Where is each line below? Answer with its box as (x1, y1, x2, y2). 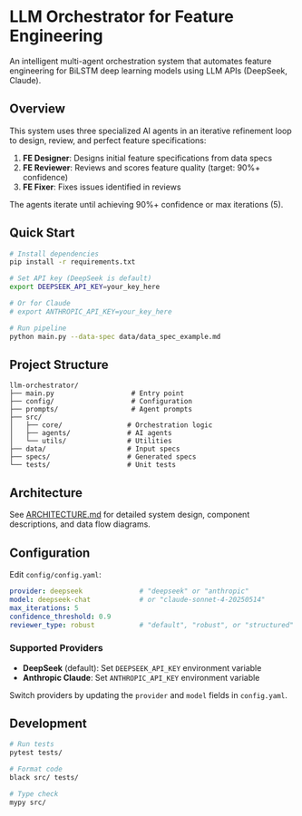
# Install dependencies (9, 249, 100, 258)
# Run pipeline (9, 324, 67, 333)
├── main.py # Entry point (9, 389, 184, 398)
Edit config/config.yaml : (9, 569, 102, 579)
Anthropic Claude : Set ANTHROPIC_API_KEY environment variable (22, 672, 260, 683)
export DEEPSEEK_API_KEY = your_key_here (9, 283, 161, 292)
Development (9, 716, 88, 732)
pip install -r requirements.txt (9, 257, 136, 267)
